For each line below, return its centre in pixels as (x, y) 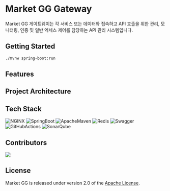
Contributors (26, 143)
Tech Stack (23, 109)
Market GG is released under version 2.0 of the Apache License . (73, 183)
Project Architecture (38, 92)
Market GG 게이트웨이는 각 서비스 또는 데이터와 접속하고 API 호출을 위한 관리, (82, 23)
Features (20, 74)
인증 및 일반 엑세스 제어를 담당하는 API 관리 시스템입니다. (77, 30)
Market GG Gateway (49, 9)
